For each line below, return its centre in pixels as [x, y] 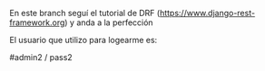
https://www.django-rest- [207, 13]
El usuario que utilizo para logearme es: [83, 40]
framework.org [37, 22]
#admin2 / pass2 [41, 57]
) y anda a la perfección [109, 22]
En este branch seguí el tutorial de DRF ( [85, 13]
